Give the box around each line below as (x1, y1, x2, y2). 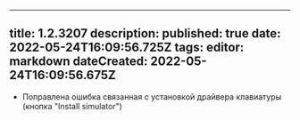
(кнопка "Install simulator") (21, 100, 123, 111)
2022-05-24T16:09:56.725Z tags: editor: (9, 40, 245, 55)
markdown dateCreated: (9, 54, 148, 69)
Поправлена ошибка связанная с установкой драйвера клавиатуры (21, 91, 282, 102)
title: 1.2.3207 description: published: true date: (9, 26, 281, 41)
